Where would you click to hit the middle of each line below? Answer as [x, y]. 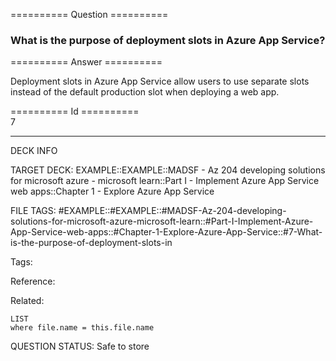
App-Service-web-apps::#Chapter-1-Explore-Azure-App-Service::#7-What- [166, 232]
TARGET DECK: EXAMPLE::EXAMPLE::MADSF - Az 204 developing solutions [168, 170]
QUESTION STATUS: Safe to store [80, 346]
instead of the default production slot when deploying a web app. [145, 92]
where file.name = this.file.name [82, 328]
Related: [27, 301]
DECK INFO [34, 151]
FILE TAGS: [33, 211]
